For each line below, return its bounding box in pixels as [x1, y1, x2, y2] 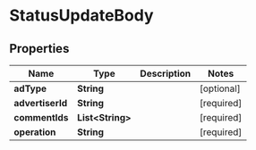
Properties [9, 41, 70, 56]
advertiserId [13, 97, 68, 109]
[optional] [200, 82, 241, 95]
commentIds [13, 112, 69, 123]
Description [140, 68, 192, 79]
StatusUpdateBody [9, 5, 154, 26]
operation [13, 126, 56, 138]
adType [13, 82, 47, 95]
